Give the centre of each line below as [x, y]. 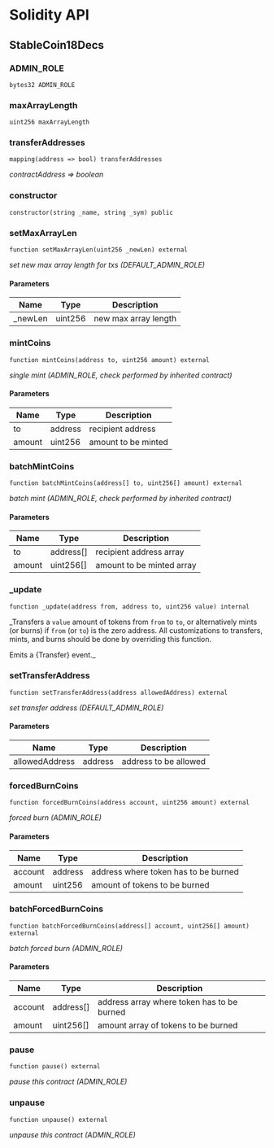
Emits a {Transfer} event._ [52, 655]
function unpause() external [59, 1120]
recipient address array [140, 552]
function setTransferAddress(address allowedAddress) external [119, 692]
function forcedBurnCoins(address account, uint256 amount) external [130, 803]
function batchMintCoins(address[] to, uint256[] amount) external [126, 483]
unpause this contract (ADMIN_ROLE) [73, 1135]
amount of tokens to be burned [150, 884]
